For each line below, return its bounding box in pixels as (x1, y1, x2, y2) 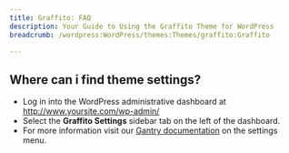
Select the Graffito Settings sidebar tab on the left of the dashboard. (22, 116, 281, 127)
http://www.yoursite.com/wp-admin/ (22, 106, 160, 117)
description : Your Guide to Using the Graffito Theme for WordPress (9, 22, 274, 31)
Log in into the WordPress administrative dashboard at (22, 97, 227, 107)
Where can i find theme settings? (9, 72, 202, 87)
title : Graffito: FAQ (9, 13, 92, 23)
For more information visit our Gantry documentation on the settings (22, 125, 278, 137)
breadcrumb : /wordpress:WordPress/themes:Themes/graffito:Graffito (9, 30, 271, 39)
